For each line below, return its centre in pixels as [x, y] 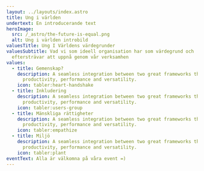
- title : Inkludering [39, 91]
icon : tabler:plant [42, 153]
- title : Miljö [31, 136]
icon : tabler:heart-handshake [56, 85]
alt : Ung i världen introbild [50, 40]
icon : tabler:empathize [47, 130]
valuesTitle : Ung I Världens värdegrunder [61, 46]
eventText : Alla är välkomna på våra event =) [66, 158]
